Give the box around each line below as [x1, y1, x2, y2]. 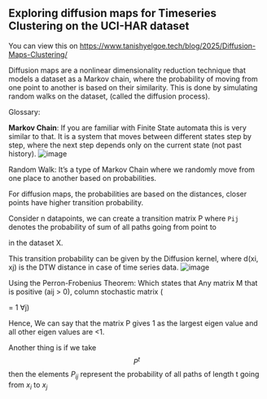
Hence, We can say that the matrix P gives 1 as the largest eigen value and [8, 318, 258, 328]
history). [8, 148, 37, 158]
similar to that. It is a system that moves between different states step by [8, 131, 252, 141]
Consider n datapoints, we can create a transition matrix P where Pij [8, 213, 239, 223]
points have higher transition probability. [8, 197, 144, 207]
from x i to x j [8, 380, 48, 392]
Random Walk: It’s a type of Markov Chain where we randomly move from [8, 164, 255, 174]
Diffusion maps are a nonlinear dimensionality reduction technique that [8, 65, 246, 75]
